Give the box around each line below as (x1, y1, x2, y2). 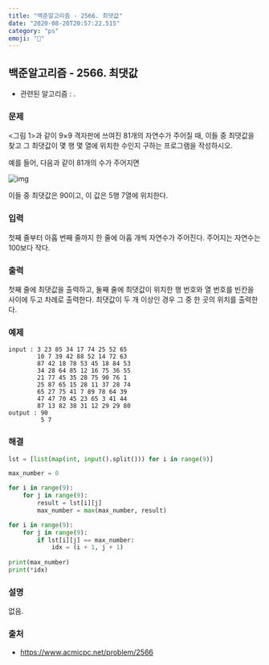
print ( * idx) (8, 566, 48, 574)
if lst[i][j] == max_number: (37, 536, 135, 544)
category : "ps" (8, 27, 59, 35)
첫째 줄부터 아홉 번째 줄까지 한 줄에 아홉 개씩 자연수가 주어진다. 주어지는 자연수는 (8, 233, 261, 242)
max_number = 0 (8, 469, 59, 477)
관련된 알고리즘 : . (19, 89, 76, 99)
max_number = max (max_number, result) (37, 506, 167, 514)
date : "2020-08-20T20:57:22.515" (8, 19, 120, 27)
